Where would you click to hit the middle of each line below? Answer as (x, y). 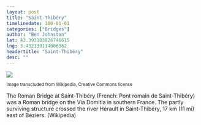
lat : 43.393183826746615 (38, 40)
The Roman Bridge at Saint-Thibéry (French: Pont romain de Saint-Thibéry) (101, 96)
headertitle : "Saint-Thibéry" (45, 52)
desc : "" (17, 57)
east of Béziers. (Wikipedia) (41, 115)
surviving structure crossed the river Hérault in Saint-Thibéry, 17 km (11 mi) (100, 109)
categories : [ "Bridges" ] (38, 29)
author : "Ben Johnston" (37, 35)
